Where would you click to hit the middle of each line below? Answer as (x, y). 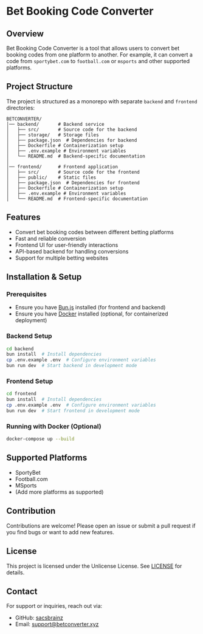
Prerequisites (26, 294)
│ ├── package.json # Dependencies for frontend (73, 183)
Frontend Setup (30, 381)
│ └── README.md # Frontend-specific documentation (77, 199)
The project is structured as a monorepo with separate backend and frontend (102, 101)
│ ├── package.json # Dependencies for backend (72, 140)
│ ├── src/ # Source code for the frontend (73, 172)
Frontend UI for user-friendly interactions (67, 245)
